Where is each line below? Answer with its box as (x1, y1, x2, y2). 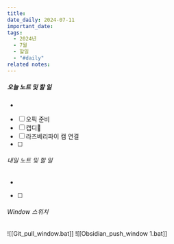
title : (7, 10, 26, 17)
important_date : (7, 23, 53, 29)
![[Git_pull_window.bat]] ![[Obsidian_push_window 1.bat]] (7, 230, 168, 237)
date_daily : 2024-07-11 (7, 16, 75, 23)
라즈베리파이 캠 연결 (25, 132, 79, 141)
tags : (7, 29, 23, 36)
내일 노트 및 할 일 (7, 156, 53, 164)
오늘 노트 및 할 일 (7, 83, 52, 91)
